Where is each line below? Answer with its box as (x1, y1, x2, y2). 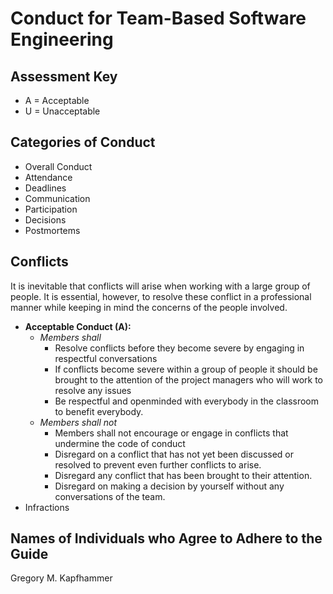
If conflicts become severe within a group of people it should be (54, 363, 318, 375)
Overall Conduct (24, 160, 93, 172)
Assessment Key (10, 68, 118, 85)
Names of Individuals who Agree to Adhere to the (10, 530, 323, 547)
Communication (24, 192, 91, 204)
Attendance (24, 171, 73, 183)
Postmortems (24, 224, 81, 236)
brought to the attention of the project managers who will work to (54, 373, 324, 386)
